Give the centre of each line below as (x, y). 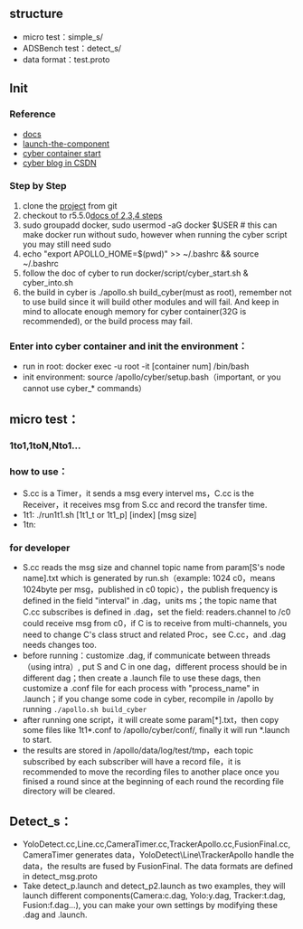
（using (37, 666)
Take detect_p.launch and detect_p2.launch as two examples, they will (154, 886)
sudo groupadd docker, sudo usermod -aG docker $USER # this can (150, 225)
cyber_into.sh (48, 282)
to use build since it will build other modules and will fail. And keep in (151, 302)
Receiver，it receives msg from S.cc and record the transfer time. (145, 504)
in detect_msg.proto (60, 876)
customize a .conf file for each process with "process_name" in (141, 688)
